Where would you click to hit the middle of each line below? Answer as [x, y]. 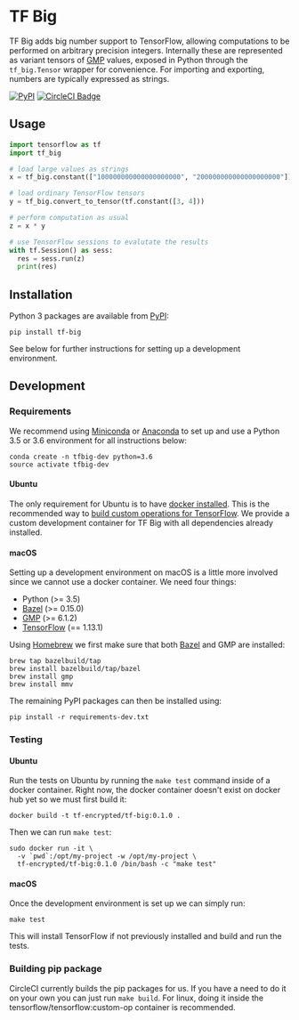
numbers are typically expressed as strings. [89, 78]
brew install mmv [41, 684]
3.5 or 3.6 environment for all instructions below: [98, 440]
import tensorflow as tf [55, 144]
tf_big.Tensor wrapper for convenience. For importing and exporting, [137, 69]
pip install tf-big [45, 332]
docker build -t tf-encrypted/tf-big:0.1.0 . [95, 816]
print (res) [37, 267]
